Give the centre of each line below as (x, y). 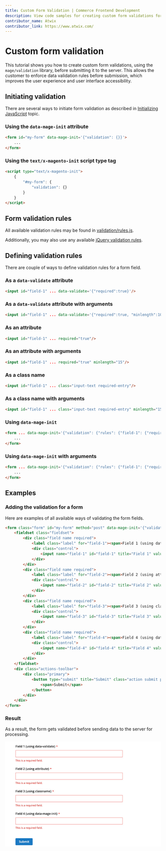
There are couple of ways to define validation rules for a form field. (73, 267)
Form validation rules (38, 218)
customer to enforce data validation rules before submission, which (74, 76)
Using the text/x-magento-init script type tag (61, 160)
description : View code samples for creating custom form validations (79, 16)
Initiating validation (35, 97)
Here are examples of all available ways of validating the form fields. (75, 518)
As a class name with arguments (45, 398)
